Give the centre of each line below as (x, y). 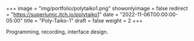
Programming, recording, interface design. (57, 32)
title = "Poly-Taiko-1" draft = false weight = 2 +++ (84, 20)
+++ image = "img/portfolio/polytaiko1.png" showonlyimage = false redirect (97, 8)
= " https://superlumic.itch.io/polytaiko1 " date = (62, 14)
